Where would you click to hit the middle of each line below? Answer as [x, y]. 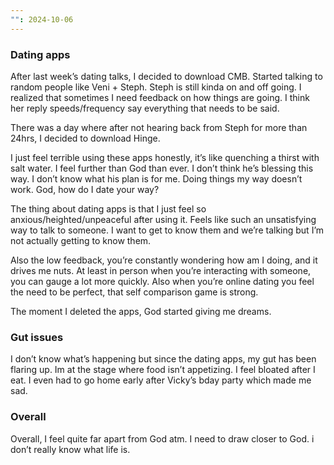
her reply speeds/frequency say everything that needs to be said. [145, 108]
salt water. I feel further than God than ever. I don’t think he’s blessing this [162, 168]
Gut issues [37, 337]
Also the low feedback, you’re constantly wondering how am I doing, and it [164, 260]
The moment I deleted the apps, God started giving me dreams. [141, 311]
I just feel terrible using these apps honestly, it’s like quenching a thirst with [165, 157]
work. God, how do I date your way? [85, 189]
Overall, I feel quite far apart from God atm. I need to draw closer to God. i [162, 438]
